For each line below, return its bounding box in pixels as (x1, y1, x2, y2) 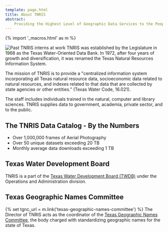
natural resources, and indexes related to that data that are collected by (5, 81, 152, 87)
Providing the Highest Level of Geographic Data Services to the (14, 21, 153, 27)
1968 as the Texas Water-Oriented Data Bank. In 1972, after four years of (5, 50, 155, 56)
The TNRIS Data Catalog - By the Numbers (5, 121, 139, 130)
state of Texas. (5, 222, 36, 228)
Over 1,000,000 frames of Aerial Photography (12, 135, 106, 141)
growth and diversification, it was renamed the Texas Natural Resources (5, 56, 153, 62)
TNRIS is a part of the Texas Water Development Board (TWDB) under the (5, 173, 157, 179)
